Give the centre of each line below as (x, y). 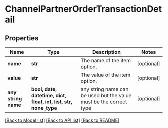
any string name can (105, 89)
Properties (22, 38)
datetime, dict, (49, 96)
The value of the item (106, 75)
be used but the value (106, 96)
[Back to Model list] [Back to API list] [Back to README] (62, 120)
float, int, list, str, (52, 102)
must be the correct (104, 102)
